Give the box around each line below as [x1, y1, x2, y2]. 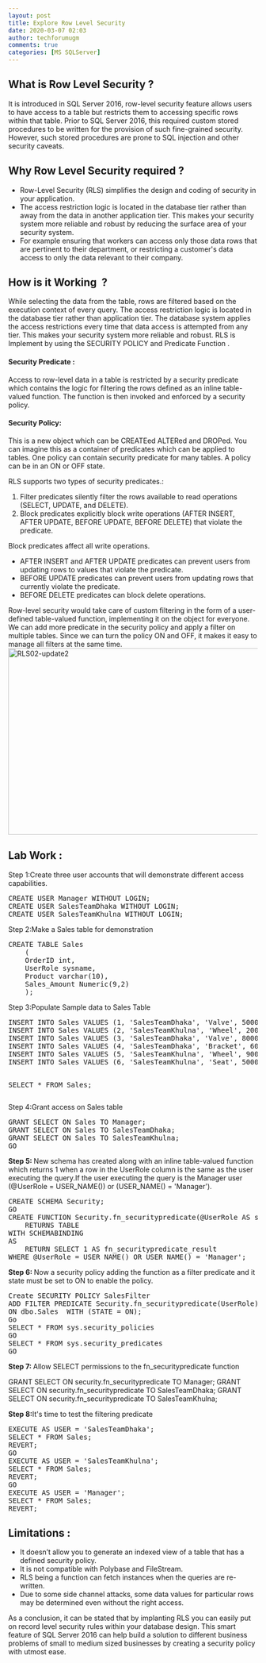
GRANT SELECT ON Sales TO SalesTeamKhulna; [8, 1133, 180, 1142]
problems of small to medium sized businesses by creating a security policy [8, 1638, 256, 1648]
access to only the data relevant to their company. [19, 252, 184, 262]
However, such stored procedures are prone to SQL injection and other [8, 133, 239, 142]
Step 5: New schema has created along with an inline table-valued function [8, 1156, 254, 1165]
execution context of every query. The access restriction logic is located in [8, 305, 252, 314]
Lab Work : [8, 849, 63, 862]
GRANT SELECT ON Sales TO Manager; [8, 1117, 146, 1126]
